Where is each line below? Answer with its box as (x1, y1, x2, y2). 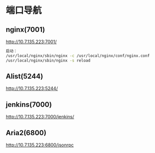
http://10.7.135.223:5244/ (6, 85, 58, 91)
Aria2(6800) (6, 128, 46, 137)
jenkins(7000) (6, 100, 53, 109)
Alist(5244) (6, 72, 43, 81)
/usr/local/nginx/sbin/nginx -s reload (6, 58, 91, 63)
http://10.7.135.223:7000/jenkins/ (6, 114, 74, 120)
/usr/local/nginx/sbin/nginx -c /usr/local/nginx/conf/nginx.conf (6, 53, 150, 58)
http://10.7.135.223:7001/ (6, 39, 57, 45)
